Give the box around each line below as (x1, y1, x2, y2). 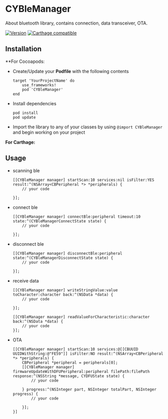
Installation (5, 44, 42, 54)
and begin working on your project (12, 129, 86, 135)
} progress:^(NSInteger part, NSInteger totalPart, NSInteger (22, 387, 157, 392)
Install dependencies (12, 100, 57, 106)
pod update (12, 114, 36, 120)
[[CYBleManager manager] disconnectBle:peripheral (12, 251, 123, 256)
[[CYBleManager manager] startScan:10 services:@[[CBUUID (12, 346, 138, 352)
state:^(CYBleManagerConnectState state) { (12, 218, 107, 224)
